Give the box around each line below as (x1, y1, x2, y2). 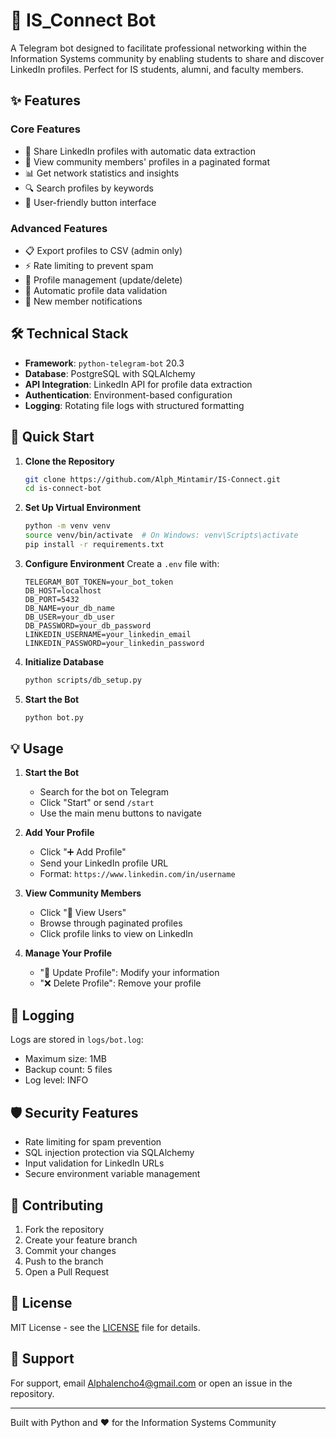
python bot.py (24, 712, 84, 723)
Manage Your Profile (24, 947, 112, 959)
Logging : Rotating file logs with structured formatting (24, 399, 245, 411)
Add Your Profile (24, 827, 95, 839)
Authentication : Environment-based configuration (24, 389, 233, 401)
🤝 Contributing (10, 1197, 104, 1214)
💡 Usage (10, 740, 64, 758)
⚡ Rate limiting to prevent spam (24, 259, 154, 271)
